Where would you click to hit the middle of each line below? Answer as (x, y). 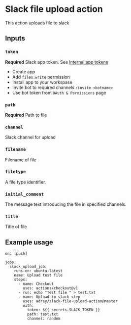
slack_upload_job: (29, 267)
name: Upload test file (38, 276)
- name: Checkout (36, 284)
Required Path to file (26, 115)
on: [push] (16, 254)
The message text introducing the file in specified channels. (66, 204)
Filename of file (21, 160)
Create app (24, 71)
